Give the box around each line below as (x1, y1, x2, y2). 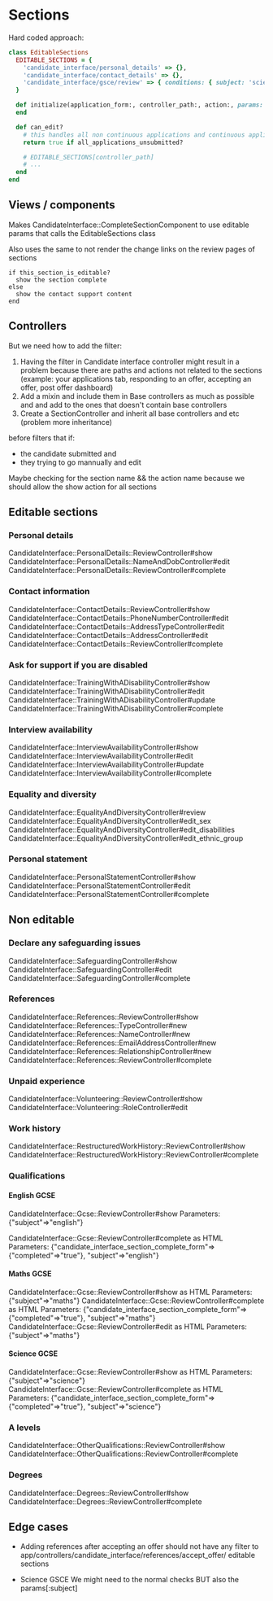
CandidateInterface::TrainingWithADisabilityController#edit (8, 686, 205, 696)
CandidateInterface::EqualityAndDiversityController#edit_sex (8, 816, 211, 825)
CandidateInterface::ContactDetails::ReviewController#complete (8, 639, 223, 649)
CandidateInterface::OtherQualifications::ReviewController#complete (8, 1449, 239, 1459)
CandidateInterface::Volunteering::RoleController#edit (8, 1103, 188, 1113)
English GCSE (8, 1190, 56, 1200)
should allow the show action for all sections (8, 482, 157, 492)
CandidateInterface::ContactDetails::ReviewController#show (8, 604, 210, 614)
